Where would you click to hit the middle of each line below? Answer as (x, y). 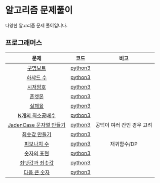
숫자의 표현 (37, 153)
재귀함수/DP (124, 144)
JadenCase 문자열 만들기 (37, 125)
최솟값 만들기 (37, 134)
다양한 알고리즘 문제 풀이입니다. (36, 25)
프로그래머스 (24, 43)
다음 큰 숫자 (37, 172)
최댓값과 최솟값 (37, 163)
